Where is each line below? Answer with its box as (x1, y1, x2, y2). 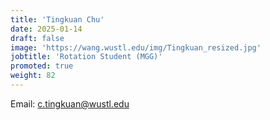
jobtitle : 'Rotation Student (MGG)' (10, 52, 163, 62)
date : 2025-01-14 (10, 24, 83, 34)
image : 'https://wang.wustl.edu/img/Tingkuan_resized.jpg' (10, 42, 262, 53)
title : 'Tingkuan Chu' (10, 14, 105, 25)
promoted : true (10, 61, 74, 71)
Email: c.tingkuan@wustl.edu (10, 97, 130, 110)
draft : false (10, 33, 65, 43)
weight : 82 (10, 71, 56, 81)
